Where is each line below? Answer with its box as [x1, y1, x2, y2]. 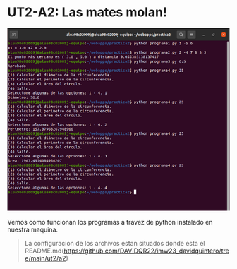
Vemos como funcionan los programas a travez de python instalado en [7, 217, 213, 226]
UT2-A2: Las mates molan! [7, 4, 168, 20]
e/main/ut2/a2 [24, 253, 66, 262]
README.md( [24, 246, 65, 255]
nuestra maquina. [7, 225, 59, 234]
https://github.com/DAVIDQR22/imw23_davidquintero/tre [63, 246, 229, 255]
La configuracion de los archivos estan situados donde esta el [24, 239, 205, 247]
